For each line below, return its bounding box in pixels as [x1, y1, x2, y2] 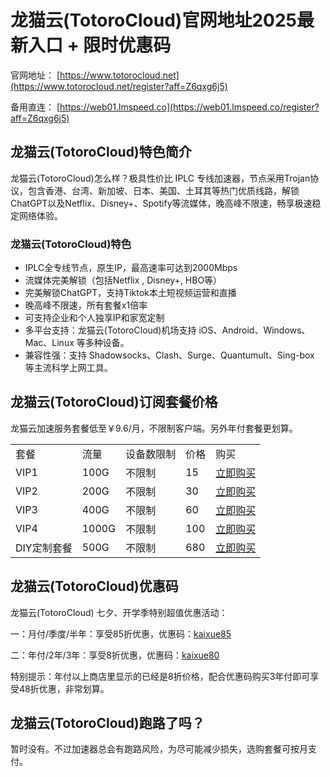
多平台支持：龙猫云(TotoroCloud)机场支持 [24, 324, 197, 336]
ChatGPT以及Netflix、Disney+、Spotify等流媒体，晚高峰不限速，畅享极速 [10, 197, 313, 209]
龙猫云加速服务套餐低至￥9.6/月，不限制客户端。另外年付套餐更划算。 [10, 422, 298, 434]
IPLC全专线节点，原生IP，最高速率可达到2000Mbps [24, 262, 238, 274]
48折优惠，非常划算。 [18, 682, 110, 695]
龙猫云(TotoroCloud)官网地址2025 [10, 9, 297, 32]
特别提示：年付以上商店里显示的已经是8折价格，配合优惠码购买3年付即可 [10, 670, 311, 682]
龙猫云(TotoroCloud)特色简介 [10, 144, 192, 161]
